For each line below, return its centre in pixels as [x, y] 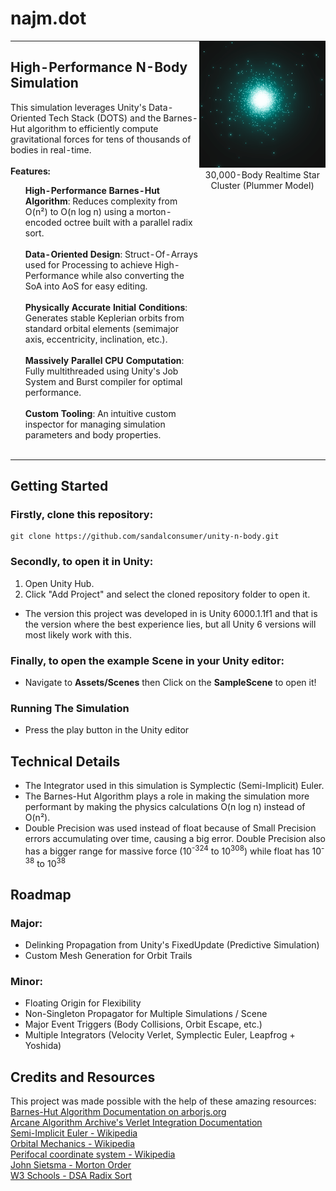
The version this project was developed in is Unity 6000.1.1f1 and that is [171, 613]
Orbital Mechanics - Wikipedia [73, 1144]
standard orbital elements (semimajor [102, 328]
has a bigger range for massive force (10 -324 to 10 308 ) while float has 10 [173, 850]
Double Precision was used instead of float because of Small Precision [170, 828]
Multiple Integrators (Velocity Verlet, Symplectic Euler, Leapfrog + [160, 1035]
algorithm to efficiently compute [93, 128]
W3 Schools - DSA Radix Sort [71, 1176]
